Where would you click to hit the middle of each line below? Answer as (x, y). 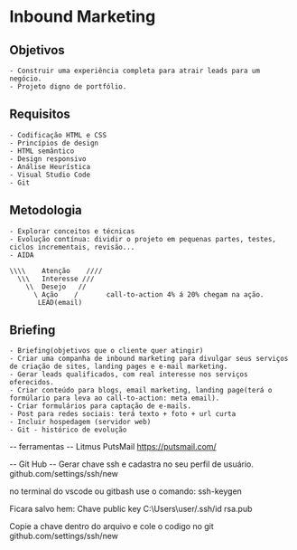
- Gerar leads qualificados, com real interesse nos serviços (129, 375)
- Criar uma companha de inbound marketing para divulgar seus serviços (149, 359)
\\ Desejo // (56, 287)
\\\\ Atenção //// (56, 270)
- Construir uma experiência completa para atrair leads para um (135, 71)
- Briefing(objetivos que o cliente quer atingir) (107, 351)
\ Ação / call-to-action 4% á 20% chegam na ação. (148, 294)
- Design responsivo (48, 159)
